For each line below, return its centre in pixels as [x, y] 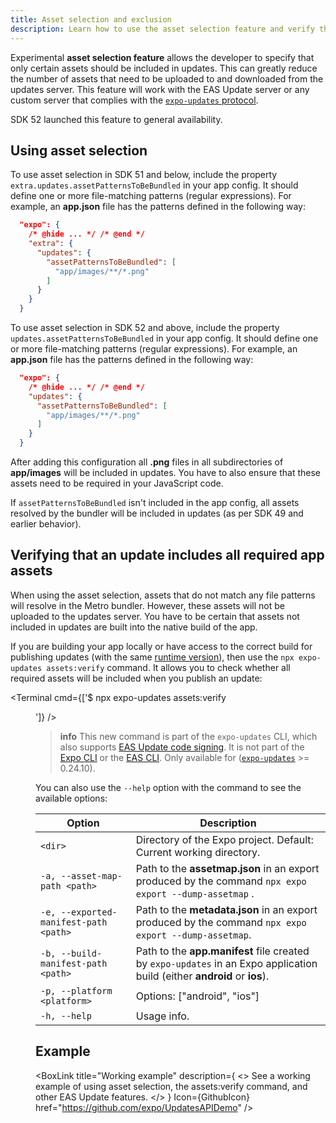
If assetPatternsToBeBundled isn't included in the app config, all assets [155, 503]
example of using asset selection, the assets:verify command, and [171, 1086]
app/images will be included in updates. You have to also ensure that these [166, 473]
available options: [71, 798]
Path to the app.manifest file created [222, 951]
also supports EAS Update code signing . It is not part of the [182, 747]
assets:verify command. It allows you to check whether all [168, 667]
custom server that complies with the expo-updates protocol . [134, 100]
